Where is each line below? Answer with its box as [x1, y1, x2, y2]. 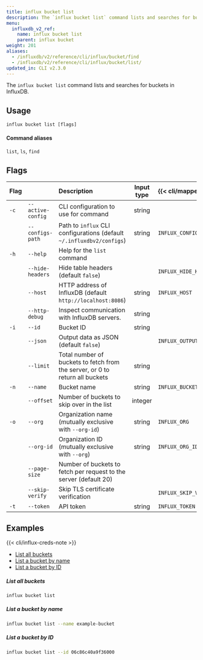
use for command [58, 210, 109, 218]
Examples [6, 523, 44, 533]
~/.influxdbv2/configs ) [58, 236, 126, 245]
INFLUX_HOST [158, 290, 192, 296]
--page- [28, 465, 50, 472]
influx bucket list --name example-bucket [6, 621, 115, 627]
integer [132, 396, 152, 405]
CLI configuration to [58, 202, 115, 211]
